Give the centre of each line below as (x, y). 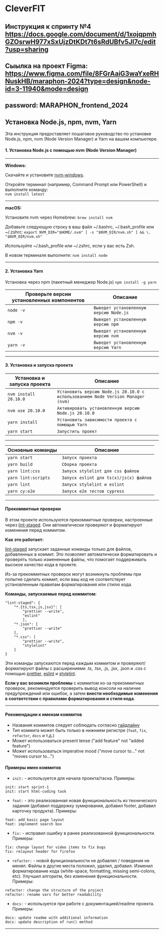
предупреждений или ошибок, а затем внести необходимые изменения (82, 693)
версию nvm (106, 336)
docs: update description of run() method (49, 922)
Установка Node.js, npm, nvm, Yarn (61, 122)
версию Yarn (107, 347)
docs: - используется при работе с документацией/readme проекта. (83, 904)
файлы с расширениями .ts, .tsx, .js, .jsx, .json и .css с (91, 668)
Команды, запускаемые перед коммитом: (51, 594)
